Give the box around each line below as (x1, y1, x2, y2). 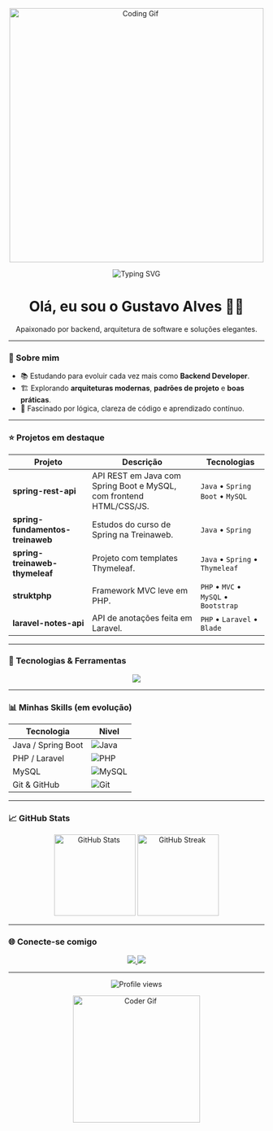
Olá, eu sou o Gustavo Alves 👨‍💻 (28, 298, 245, 316)
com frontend (92, 490, 144, 502)
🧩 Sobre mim (8, 352, 59, 363)
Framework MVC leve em (92, 585, 188, 596)
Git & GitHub (12, 779, 60, 790)
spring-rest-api (12, 485, 76, 496)
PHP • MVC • (200, 581, 242, 592)
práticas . (19, 395, 51, 405)
